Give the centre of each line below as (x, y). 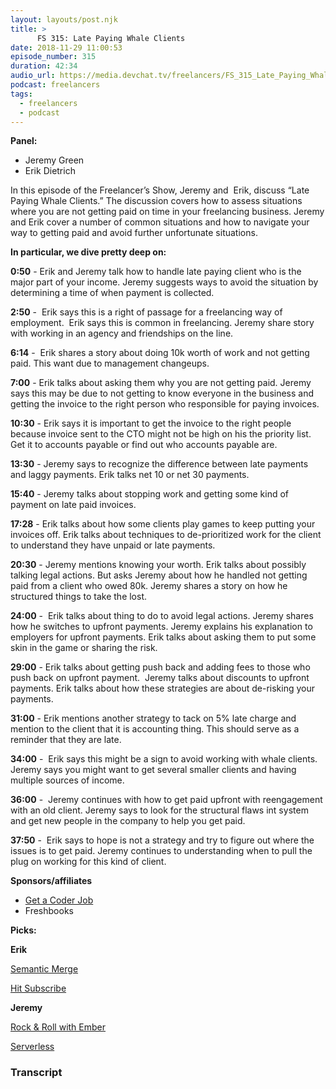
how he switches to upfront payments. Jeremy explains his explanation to (161, 627)
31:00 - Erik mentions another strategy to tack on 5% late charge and (153, 718)
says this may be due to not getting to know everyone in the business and (162, 393)
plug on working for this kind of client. (88, 862)
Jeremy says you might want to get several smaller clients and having (153, 770)
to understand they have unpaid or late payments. (113, 545)
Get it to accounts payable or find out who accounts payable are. (144, 445)
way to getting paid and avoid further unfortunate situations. (134, 233)
